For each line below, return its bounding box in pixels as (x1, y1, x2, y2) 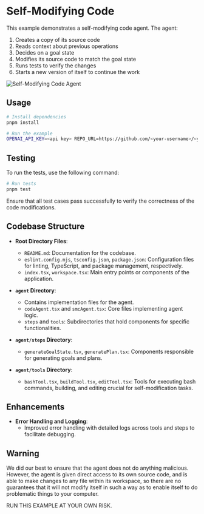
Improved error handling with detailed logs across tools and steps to (24, 424, 195, 431)
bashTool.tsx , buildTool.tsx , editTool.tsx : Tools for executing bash (24, 377, 196, 385)
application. (24, 275, 54, 282)
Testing (6, 153, 36, 163)
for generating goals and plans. (24, 354, 103, 362)
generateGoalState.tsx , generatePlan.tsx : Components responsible (24, 348, 194, 355)
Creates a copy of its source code (15, 36, 100, 43)
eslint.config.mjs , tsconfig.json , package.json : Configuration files (24, 255, 194, 263)
